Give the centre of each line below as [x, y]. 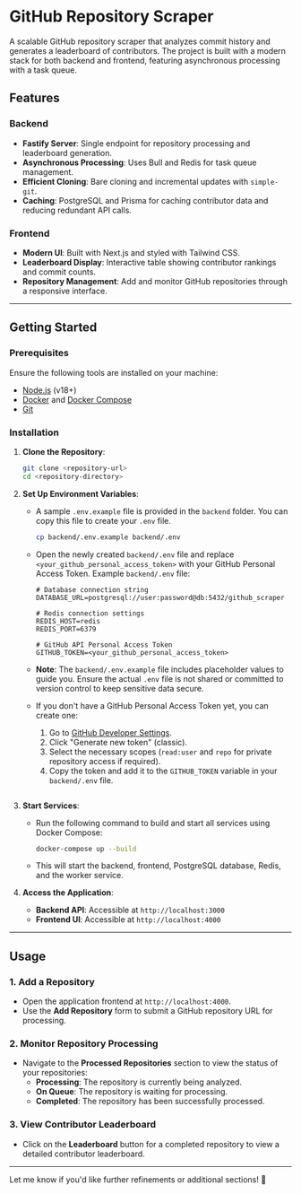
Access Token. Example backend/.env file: [113, 573]
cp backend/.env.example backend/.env [108, 537]
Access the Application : [68, 893]
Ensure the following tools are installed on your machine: [114, 372]
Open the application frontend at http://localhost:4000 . [126, 1001]
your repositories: [55, 1073]
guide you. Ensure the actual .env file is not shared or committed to [159, 678]
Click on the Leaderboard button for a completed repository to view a [151, 1144]
